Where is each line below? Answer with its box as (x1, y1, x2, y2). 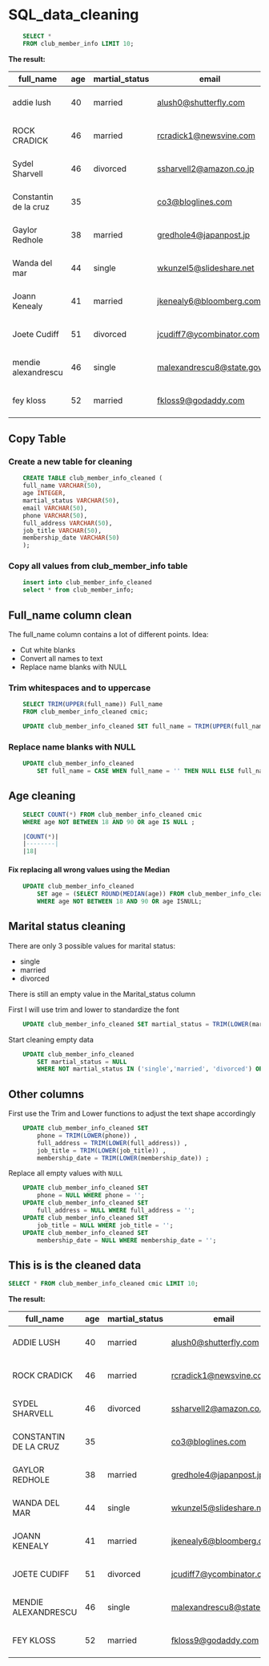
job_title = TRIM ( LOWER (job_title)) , (37, 1146, 167, 1155)
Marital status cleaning (8, 920, 126, 933)
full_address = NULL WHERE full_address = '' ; (37, 1206, 195, 1215)
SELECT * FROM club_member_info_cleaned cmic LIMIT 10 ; (8, 1280, 199, 1288)
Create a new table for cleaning (8, 456, 133, 467)
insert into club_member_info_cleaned (22, 579, 152, 587)
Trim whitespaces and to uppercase (8, 682, 151, 693)
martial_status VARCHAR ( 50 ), (22, 497, 120, 505)
